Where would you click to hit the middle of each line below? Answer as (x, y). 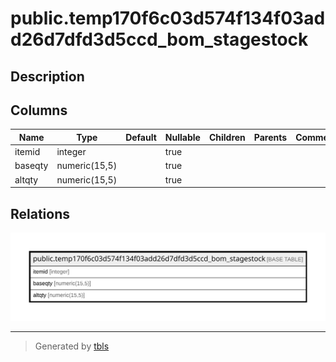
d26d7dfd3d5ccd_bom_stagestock (159, 39)
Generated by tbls (72, 346)
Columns (39, 110)
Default (141, 137)
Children (227, 137)
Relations (40, 213)
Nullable (182, 137)
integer (71, 152)
